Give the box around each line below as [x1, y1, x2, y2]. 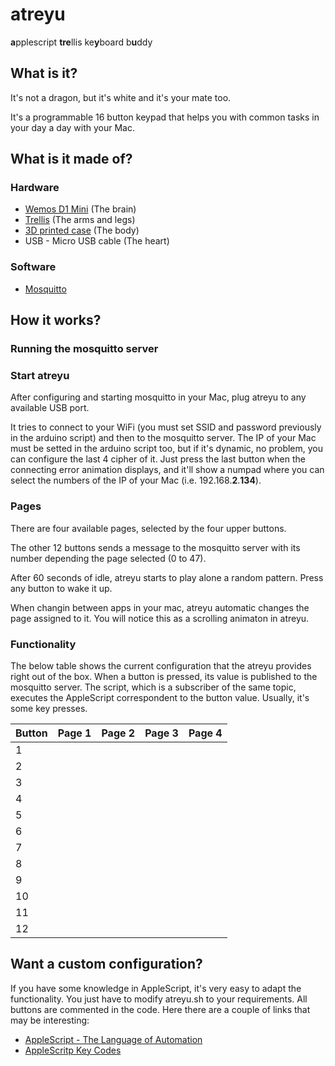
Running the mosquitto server [10, 342, 159, 356]
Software [10, 260, 57, 274]
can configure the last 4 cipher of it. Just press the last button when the [10, 453, 306, 465]
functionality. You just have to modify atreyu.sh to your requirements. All [10, 993, 308, 1005]
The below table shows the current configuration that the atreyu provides [10, 659, 312, 672]
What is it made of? [10, 151, 133, 168]
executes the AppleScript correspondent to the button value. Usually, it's [10, 691, 310, 703]
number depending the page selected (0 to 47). [10, 552, 207, 564]
